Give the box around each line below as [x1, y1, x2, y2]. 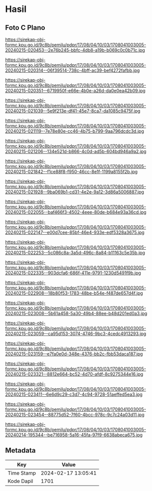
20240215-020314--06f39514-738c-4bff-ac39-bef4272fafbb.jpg [5, 67, 140, 73]
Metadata [5, 446, 36, 455]
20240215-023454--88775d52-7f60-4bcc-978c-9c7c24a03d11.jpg [5, 412, 145, 417]
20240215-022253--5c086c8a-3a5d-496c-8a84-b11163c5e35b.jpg [5, 250, 146, 255]
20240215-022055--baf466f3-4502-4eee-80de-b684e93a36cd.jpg [5, 209, 147, 215]
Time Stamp [7, 470, 36, 477]
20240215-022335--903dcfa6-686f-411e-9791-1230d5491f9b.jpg [5, 270, 141, 276]
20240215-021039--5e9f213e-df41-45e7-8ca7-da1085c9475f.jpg [5, 108, 141, 114]
